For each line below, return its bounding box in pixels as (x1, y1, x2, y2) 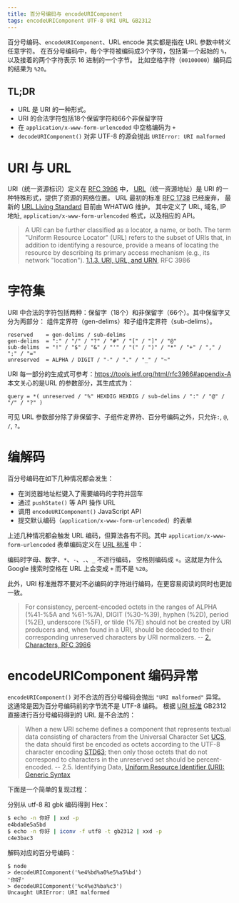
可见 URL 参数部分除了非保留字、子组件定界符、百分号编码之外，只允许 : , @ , (7, 413, 229, 421)
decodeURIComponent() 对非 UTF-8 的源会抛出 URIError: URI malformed (17, 132, 226, 141)
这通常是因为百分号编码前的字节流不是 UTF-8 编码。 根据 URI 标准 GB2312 (7, 702, 227, 710)
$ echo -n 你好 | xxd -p (7, 814, 79, 822)
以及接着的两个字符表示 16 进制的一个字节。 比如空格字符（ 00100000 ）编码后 (7, 55, 233, 64)
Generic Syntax (24, 770, 71, 779)
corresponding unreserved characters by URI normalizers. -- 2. (24, 633, 211, 642)
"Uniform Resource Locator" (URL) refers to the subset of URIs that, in (24, 233, 232, 242)
